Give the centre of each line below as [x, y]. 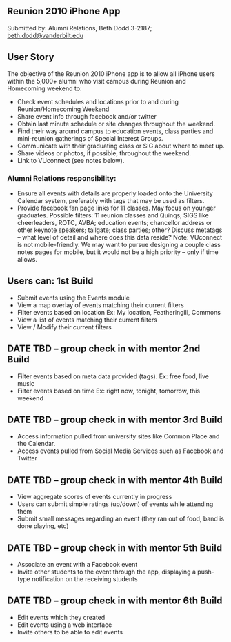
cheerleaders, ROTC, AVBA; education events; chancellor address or [114, 222]
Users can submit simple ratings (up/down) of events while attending [115, 504]
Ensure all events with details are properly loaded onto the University [115, 193]
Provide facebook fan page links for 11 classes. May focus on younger [116, 208]
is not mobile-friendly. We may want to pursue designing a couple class [119, 244]
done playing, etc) [43, 526]
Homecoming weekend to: [44, 88]
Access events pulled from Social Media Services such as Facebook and [120, 451]
